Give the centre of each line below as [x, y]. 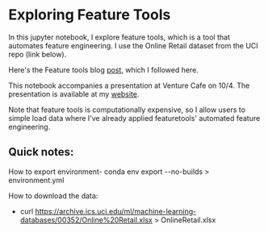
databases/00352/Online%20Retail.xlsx [86, 220]
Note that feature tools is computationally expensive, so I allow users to [127, 110]
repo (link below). [38, 54]
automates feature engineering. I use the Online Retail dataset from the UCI [133, 45]
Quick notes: [41, 152]
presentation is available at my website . [74, 93]
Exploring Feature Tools [90, 15]
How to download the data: [53, 196]
